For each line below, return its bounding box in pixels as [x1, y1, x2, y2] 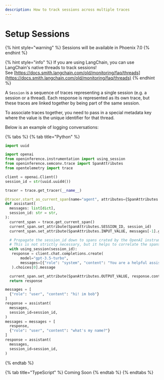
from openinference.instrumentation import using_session [5, 156, 125, 162]
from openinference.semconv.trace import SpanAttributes [5, 161, 123, 166]
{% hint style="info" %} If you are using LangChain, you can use [5, 59, 135, 65]
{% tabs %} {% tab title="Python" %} [5, 133, 80, 140]
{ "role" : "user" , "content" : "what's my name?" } [9, 328, 110, 333]
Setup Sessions [5, 28, 70, 39]
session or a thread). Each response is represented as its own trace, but [5, 95, 150, 101]
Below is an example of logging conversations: [5, 124, 99, 130]
